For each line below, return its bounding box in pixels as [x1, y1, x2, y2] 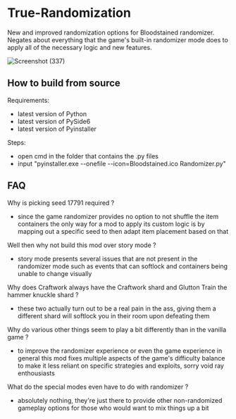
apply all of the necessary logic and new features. [7, 43, 153, 51]
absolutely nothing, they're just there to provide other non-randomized [17, 396, 223, 404]
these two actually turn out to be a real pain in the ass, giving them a [17, 304, 216, 313]
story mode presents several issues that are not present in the [17, 254, 198, 263]
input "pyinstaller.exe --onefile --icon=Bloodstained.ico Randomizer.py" [17, 159, 227, 168]
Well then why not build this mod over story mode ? [7, 241, 156, 249]
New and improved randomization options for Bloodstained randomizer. [7, 28, 215, 37]
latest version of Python [17, 109, 87, 118]
